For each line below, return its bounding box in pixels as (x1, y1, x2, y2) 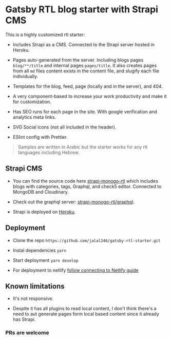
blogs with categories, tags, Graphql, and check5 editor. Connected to (12, 183, 162, 190)
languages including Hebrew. (17, 149, 80, 155)
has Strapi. (12, 316, 36, 323)
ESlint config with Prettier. (12, 134, 68, 140)
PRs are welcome (5, 329, 49, 336)
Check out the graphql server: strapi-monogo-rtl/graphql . (12, 199, 135, 205)
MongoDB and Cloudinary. (12, 188, 69, 195)
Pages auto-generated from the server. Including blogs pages (12, 56, 144, 63)
